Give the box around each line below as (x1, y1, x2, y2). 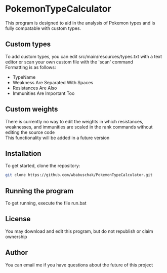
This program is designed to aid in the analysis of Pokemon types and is (5, 20, 155, 26)
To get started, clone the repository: (5, 163, 80, 169)
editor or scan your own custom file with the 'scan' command (5, 59, 133, 65)
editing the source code (5, 129, 55, 135)
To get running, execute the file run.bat (5, 200, 87, 206)
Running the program (5, 186, 74, 195)
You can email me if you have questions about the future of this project (5, 262, 153, 268)
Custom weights (5, 105, 58, 114)
